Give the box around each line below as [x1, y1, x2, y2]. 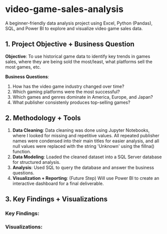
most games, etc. [5, 64, 41, 70]
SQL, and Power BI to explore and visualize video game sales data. [5, 25, 143, 31]
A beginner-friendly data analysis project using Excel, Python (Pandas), [5, 20, 153, 26]
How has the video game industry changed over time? [12, 83, 124, 89]
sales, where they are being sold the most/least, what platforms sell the [5, 59, 153, 65]
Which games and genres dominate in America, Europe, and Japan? [12, 94, 153, 100]
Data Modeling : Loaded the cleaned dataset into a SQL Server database [12, 154, 162, 160]
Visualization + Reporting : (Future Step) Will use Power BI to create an [12, 175, 159, 181]
